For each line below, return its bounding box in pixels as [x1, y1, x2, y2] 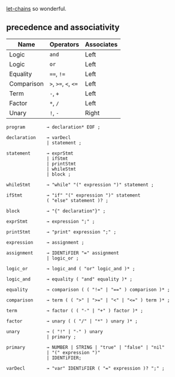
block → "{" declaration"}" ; [6, 208, 106, 214]
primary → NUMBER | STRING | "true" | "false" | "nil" [6, 344, 165, 350]
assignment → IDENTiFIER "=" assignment [6, 250, 119, 256]
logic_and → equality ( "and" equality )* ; [6, 276, 133, 282]
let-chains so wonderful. [6, 5, 67, 12]
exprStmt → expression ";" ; [6, 218, 95, 224]
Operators [49, 40, 80, 49]
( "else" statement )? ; [46, 197, 109, 203]
